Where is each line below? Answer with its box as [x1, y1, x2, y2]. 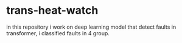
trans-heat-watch [6, 4, 99, 17]
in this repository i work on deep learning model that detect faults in [6, 23, 177, 30]
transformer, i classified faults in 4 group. [6, 29, 110, 36]
